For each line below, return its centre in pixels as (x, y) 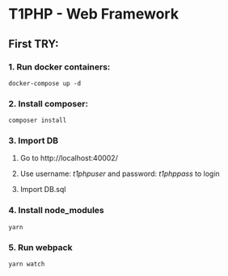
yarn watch (27, 264)
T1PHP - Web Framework (94, 14)
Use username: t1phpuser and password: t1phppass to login (120, 174)
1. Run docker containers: (59, 67)
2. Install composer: (49, 103)
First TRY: (34, 44)
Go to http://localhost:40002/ (69, 158)
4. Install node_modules (57, 211)
